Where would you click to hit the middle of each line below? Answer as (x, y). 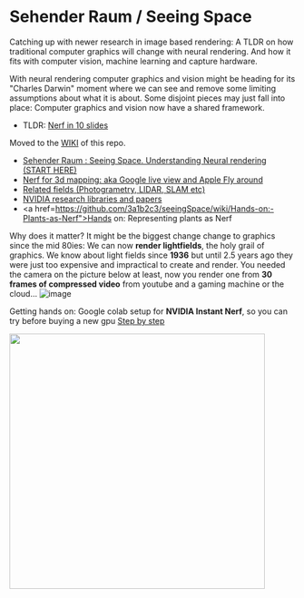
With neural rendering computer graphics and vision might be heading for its (152, 78)
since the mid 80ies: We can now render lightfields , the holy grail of (137, 245)
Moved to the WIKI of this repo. (68, 142)
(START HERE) (49, 170)
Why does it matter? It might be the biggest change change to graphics (142, 235)
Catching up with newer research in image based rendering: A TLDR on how (152, 42)
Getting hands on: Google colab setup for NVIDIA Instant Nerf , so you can (149, 311)
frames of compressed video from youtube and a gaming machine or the (147, 284)
